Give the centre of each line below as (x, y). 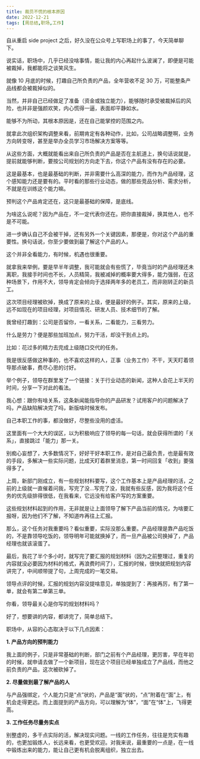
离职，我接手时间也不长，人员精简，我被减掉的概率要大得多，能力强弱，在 (97, 274)
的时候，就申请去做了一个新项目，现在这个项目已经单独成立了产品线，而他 (97, 662)
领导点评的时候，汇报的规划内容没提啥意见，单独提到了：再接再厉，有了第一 (100, 584)
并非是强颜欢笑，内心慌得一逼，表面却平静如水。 (82, 109)
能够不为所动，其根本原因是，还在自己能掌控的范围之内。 (76, 121)
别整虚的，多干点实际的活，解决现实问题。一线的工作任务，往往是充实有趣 (97, 735)
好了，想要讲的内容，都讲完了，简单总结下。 (61, 617)
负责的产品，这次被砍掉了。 (45, 670)
